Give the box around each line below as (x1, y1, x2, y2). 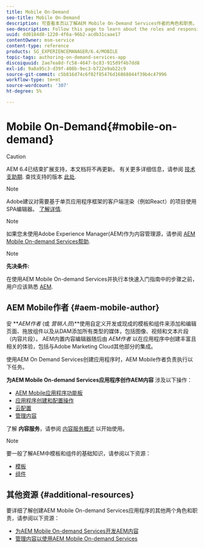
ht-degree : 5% (6, 88, 42, 94)
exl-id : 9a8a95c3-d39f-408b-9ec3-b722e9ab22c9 (6, 65, 126, 72)
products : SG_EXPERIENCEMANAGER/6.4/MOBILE (6, 49, 118, 55)
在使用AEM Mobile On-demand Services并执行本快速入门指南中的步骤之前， (6, 275, 198, 283)
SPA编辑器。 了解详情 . (6, 205, 63, 213)
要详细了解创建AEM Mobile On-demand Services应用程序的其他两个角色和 (6, 507, 192, 515)
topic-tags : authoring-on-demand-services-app (6, 54, 126, 60)
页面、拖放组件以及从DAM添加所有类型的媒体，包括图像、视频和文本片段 (6, 327, 189, 335)
